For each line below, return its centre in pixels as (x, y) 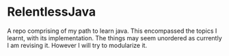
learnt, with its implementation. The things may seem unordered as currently (114, 38)
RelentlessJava (52, 12)
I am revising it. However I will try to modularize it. (77, 45)
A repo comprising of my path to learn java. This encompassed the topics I (112, 31)
